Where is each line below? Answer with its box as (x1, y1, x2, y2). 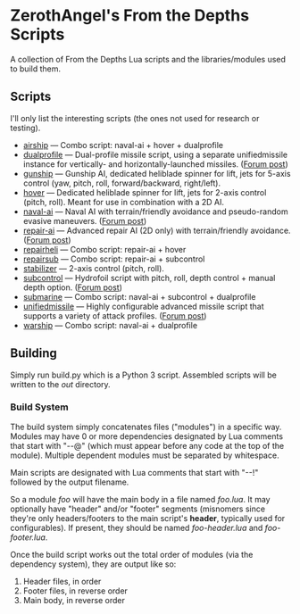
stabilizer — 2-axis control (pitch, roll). (22, 262, 164, 273)
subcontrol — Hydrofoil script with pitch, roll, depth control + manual (22, 272, 276, 283)
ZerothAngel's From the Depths (10, 5, 249, 26)
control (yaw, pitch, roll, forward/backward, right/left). (22, 178, 221, 188)
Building (10, 345, 57, 361)
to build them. (10, 63, 62, 74)
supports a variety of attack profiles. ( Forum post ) (22, 310, 207, 321)
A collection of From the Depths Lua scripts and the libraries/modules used (10, 54, 287, 64)
